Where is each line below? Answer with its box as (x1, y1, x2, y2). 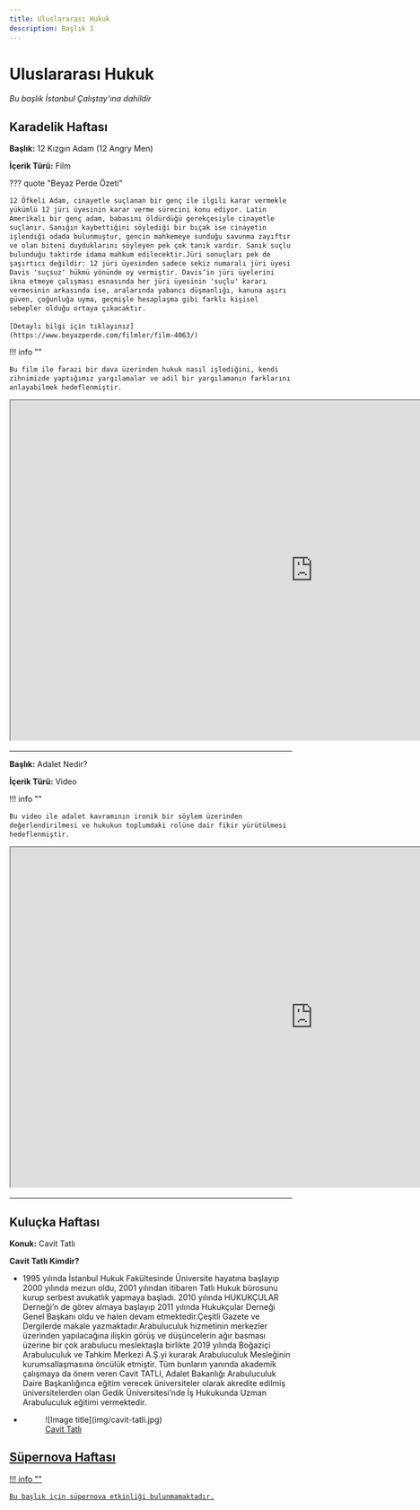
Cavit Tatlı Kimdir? (9, 1256, 80, 1267)
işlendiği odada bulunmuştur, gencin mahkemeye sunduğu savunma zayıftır (9, 232, 292, 241)
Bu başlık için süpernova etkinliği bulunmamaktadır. (9, 1492, 215, 1501)
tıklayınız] (89, 322, 135, 331)
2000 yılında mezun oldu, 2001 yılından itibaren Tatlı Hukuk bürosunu (22, 1283, 278, 1294)
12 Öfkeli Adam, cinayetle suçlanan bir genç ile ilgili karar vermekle (9, 196, 287, 205)
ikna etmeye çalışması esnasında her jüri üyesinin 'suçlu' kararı (9, 277, 267, 286)
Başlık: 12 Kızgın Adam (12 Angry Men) (9, 144, 154, 154)
